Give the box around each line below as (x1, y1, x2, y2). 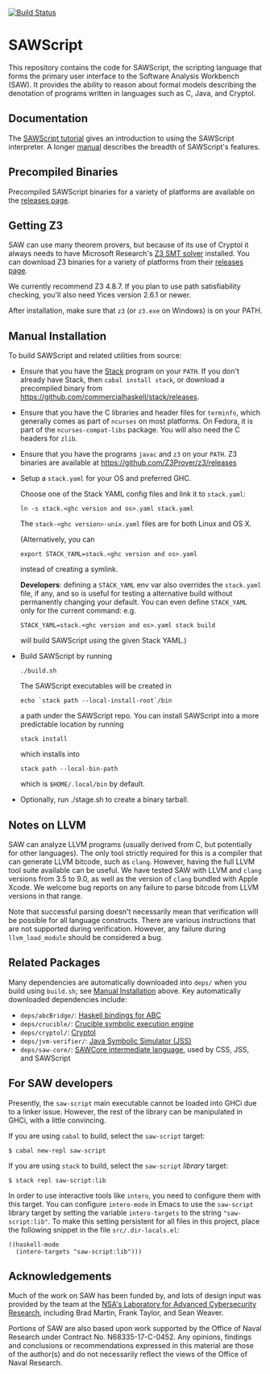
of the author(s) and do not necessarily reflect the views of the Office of (8, 1350, 248, 1359)
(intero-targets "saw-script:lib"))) (15, 1247, 143, 1256)
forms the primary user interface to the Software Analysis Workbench (8, 71, 239, 81)
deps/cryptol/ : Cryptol (19, 1027, 97, 1037)
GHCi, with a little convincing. (8, 1115, 106, 1125)
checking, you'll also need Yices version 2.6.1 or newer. (8, 290, 192, 300)
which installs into (19, 749, 81, 759)
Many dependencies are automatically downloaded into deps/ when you (8, 977, 247, 987)
